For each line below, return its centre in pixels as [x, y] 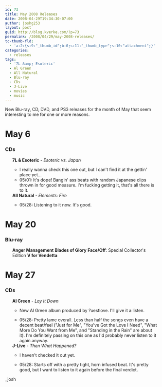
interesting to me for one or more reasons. [47, 114]
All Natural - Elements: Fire [39, 195]
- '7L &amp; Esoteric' [32, 64]
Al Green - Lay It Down [35, 301]
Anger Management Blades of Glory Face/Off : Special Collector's [79, 250]
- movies [18, 91]
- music [17, 95]
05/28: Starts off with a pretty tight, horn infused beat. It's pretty [84, 364]
